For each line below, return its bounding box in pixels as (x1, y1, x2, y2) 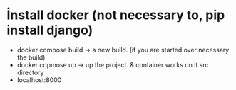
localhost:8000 (16, 75, 62, 84)
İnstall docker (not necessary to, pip (6, 7, 225, 23)
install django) (6, 22, 93, 38)
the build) (16, 53, 46, 62)
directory (16, 68, 44, 77)
